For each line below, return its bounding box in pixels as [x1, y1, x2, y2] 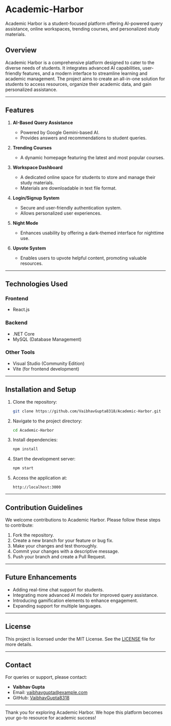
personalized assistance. [5, 86, 58, 93]
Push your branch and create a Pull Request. [12, 553, 106, 560]
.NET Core [12, 330, 35, 337]
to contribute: [5, 522, 34, 528]
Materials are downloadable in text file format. [20, 185, 117, 191]
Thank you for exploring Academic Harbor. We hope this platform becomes [5, 709, 163, 715]
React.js [12, 307, 30, 313]
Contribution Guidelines [5, 503, 83, 512]
